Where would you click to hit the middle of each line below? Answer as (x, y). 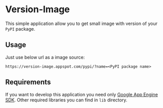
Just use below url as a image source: (45, 57)
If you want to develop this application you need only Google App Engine (81, 94)
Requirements (28, 82)
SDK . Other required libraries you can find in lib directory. (66, 100)
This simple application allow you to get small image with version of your (81, 23)
